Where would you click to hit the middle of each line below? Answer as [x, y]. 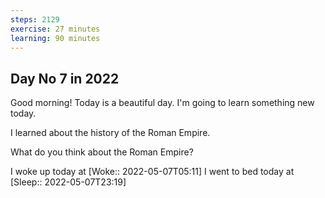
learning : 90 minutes [55, 38]
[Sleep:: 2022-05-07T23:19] [68, 182]
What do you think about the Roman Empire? [102, 152]
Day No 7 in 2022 [65, 78]
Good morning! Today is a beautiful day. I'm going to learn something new [162, 103]
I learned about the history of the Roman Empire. [110, 133]
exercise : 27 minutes [55, 29]
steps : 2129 [35, 19]
